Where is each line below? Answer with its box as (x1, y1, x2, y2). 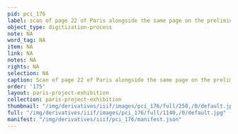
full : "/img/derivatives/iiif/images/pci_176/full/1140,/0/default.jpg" (7, 109, 227, 116)
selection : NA (7, 69, 50, 77)
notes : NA (7, 57, 37, 64)
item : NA (7, 43, 33, 50)
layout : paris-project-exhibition (7, 89, 110, 96)
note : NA (7, 30, 33, 38)
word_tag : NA (7, 37, 46, 44)
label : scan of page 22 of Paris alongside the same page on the (7, 17, 204, 24)
